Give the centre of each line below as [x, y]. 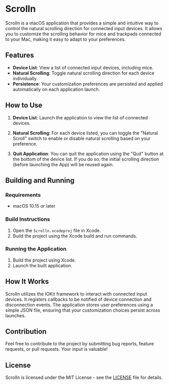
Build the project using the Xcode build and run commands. [75, 236]
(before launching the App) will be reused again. [63, 164]
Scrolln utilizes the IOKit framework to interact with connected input [76, 294]
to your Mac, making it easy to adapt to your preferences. [66, 39]
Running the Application [36, 249]
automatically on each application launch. [56, 89]
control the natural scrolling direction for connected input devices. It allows [84, 28]
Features [20, 55]
